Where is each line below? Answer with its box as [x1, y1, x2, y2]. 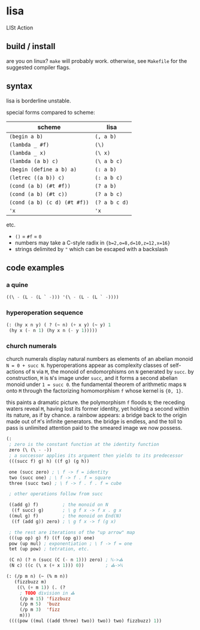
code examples [6, 263, 65, 273]
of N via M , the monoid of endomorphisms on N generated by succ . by [25, 368, 195, 375]
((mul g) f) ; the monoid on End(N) [8, 513, 122, 519]
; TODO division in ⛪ [19, 590, 75, 596]
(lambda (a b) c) [9, 158, 59, 164]
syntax [6, 81, 33, 91]
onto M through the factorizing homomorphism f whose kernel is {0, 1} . [6, 387, 183, 394]
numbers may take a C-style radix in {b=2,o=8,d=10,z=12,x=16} [14, 239, 171, 246]
